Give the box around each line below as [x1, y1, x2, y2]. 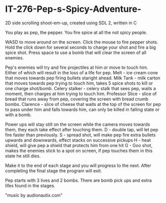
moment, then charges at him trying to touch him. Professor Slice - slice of [5, 91, 157, 97]
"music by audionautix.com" [5, 192, 63, 198]
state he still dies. [5, 152, 41, 159]
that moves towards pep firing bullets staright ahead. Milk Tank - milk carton [5, 75, 161, 81]
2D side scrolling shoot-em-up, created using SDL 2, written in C [5, 20, 137, 26]
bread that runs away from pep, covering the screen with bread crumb [5, 96, 149, 102]
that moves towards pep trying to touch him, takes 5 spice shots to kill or [5, 80, 153, 86]
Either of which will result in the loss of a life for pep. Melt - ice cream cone [5, 69, 158, 75]
